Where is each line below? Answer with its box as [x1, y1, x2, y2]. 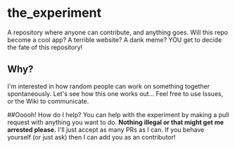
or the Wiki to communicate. [7, 97, 89, 105]
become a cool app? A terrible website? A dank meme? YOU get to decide [7, 35, 222, 43]
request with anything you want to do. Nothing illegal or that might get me [7, 118, 224, 126]
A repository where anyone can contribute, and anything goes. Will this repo [7, 28, 229, 36]
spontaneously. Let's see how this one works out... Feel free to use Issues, [7, 89, 224, 97]
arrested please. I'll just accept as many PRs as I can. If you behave [7, 125, 205, 134]
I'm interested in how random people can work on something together [7, 82, 210, 90]
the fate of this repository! [7, 43, 83, 51]
